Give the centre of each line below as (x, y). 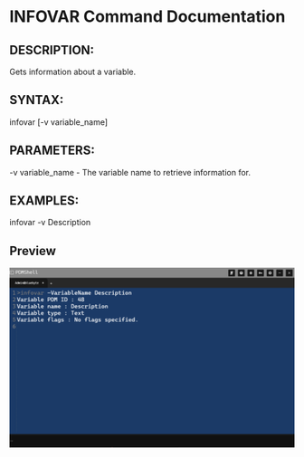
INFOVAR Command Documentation (147, 17)
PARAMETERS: (52, 151)
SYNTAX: (37, 100)
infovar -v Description (50, 223)
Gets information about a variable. (73, 71)
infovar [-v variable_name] (59, 122)
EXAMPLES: (44, 201)
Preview (33, 251)
